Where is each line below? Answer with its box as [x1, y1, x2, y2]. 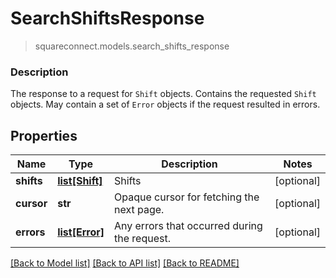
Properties [10, 127, 78, 144]
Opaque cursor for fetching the [113, 190, 260, 204]
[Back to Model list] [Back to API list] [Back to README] [10, 257, 240, 269]
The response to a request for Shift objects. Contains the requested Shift [10, 88, 317, 100]
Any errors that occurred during [113, 219, 263, 233]
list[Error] [57, 225, 105, 239]
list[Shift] [57, 174, 103, 188]
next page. [113, 203, 165, 217]
